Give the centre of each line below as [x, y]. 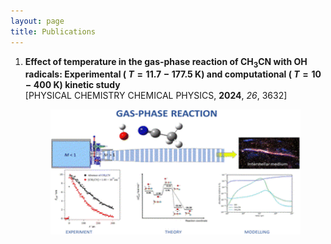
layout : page [37, 21]
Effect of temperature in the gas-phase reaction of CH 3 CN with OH [166, 62]
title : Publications [53, 31]
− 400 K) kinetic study [72, 85]
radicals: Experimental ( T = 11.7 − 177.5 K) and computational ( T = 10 [173, 74]
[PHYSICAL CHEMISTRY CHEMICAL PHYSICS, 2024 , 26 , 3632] [156, 96]
